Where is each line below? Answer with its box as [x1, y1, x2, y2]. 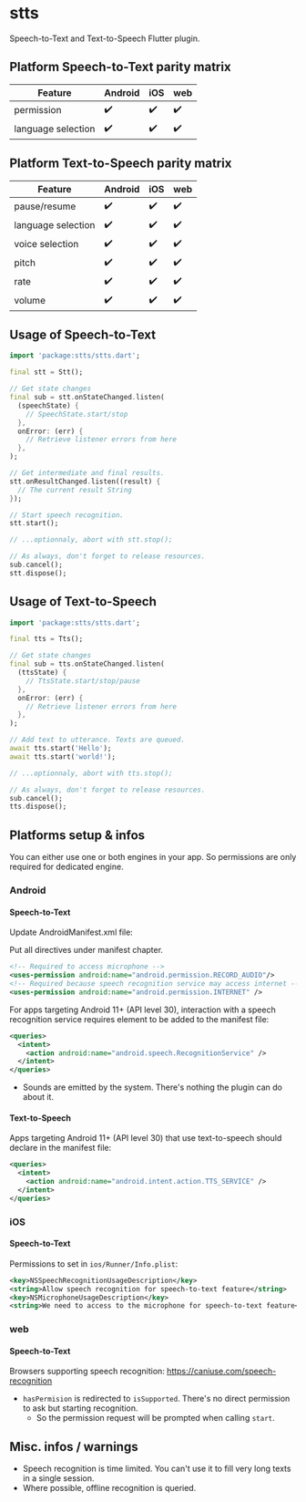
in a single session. [22, 1473, 95, 1484]
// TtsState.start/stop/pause [25, 676, 141, 686]
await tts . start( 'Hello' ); [9, 744, 112, 753]
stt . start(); [9, 519, 59, 528]
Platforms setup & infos [9, 827, 146, 843]
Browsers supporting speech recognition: [9, 1366, 166, 1377]
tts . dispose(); [9, 802, 67, 812]
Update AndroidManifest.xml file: [9, 927, 134, 937]
